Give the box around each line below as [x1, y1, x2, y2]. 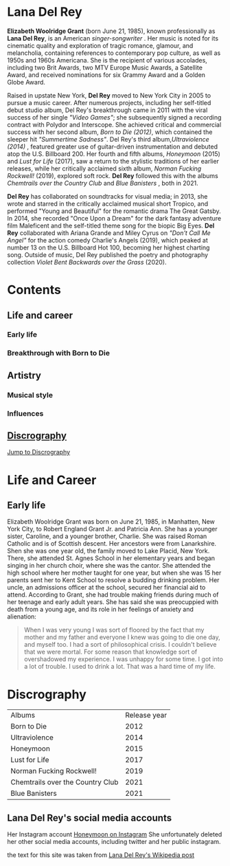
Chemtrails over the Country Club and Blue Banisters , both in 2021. [7, 179, 198, 187]
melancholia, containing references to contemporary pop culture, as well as [7, 49, 221, 57]
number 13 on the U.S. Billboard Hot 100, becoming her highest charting [7, 243, 210, 252]
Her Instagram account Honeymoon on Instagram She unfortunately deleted [7, 830, 222, 839]
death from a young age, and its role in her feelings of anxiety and [7, 606, 194, 614]
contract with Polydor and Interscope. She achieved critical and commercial [7, 120, 222, 129]
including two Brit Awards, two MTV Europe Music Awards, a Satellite [7, 63, 203, 71]
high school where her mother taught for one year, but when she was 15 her [7, 568, 222, 577]
